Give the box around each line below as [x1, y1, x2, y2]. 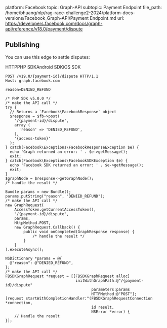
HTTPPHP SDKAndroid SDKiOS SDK [5, 63, 81, 70]
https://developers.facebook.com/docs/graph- [5, 20, 103, 26]
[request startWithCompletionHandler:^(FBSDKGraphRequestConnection [5, 296, 153, 301]
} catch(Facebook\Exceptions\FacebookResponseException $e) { [5, 145, 139, 150]
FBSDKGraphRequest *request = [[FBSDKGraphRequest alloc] [5, 274, 130, 279]
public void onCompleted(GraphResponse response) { [23, 229, 135, 234]
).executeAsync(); [5, 247, 44, 252]
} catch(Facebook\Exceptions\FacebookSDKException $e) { [5, 158, 128, 163]
